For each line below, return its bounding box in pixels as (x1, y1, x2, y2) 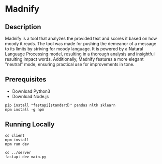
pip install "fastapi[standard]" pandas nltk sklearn (5, 103, 116, 108)
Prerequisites (5, 75, 46, 83)
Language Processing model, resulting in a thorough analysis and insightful (5, 51, 155, 57)
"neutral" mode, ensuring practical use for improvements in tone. (5, 62, 134, 67)
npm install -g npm (5, 107, 44, 112)
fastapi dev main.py (5, 154, 47, 159)
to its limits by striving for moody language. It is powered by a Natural (5, 46, 144, 51)
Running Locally (5, 120, 55, 129)
